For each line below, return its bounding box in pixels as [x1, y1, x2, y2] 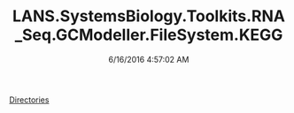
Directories [9, 94, 50, 105]
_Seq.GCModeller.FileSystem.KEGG [14, 25, 283, 45]
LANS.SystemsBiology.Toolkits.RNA [12, 6, 286, 26]
